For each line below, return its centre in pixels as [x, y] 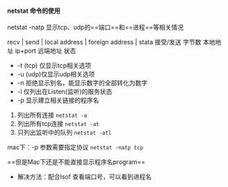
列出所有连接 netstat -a [52, 115]
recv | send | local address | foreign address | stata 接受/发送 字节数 [104, 42]
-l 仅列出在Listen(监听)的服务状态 [65, 92]
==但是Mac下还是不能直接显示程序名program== [76, 162]
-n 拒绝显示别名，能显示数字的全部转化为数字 [82, 83]
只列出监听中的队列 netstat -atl [64, 133]
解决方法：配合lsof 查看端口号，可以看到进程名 [84, 177]
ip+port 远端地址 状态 [46, 51]
